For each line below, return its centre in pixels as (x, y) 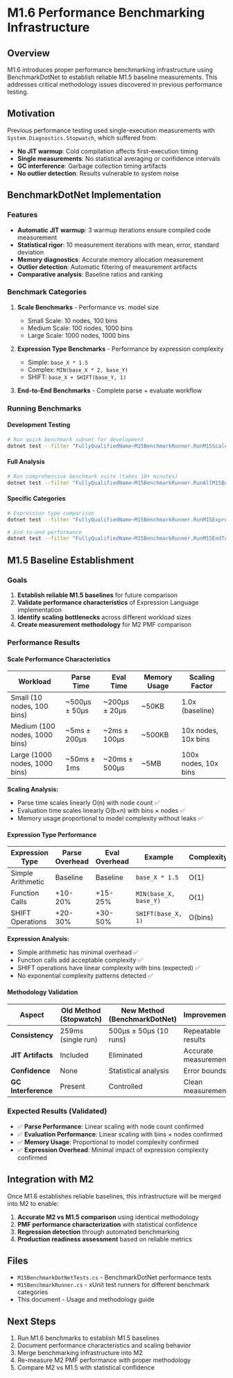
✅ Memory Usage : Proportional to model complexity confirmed (108, 1142)
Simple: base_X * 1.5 (58, 362)
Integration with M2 (51, 1179)
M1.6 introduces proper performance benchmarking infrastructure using (110, 70)
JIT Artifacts (32, 1055)
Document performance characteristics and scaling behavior (104, 1345)
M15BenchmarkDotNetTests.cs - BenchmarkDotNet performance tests (114, 1277)
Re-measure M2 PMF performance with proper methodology (104, 1360)
